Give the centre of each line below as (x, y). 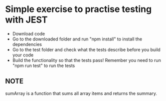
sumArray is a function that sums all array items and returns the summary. (81, 93)
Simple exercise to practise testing (79, 9)
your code (23, 55)
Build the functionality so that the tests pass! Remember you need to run (86, 60)
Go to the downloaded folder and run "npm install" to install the (77, 39)
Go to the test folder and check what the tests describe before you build (86, 49)
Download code (29, 33)
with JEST (26, 20)
